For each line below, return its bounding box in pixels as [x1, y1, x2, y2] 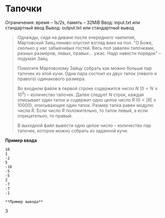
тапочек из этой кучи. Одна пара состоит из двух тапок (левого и [17, 70, 157, 76]
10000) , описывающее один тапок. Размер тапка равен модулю [17, 102, 154, 108]
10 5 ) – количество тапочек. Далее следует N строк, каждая [17, 91, 144, 98]
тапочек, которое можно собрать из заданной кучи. [17, 127, 128, 133]
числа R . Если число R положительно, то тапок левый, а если [17, 108, 148, 113]
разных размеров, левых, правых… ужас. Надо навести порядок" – [17, 50, 162, 56]
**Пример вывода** [5, 199, 43, 204]
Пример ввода [5, 137, 37, 143]
